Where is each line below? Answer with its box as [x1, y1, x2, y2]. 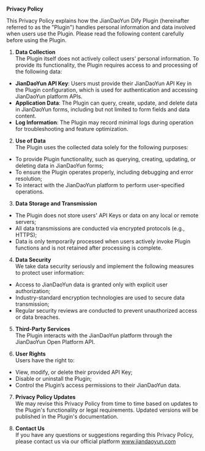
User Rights [15, 350, 46, 357]
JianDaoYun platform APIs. [15, 93, 83, 100]
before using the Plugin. [6, 37, 67, 43]
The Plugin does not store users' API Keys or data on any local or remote [15, 212, 199, 219]
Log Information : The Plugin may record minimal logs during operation [15, 119, 194, 126]
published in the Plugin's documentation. [15, 413, 119, 420]
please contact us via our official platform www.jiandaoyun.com [15, 438, 176, 445]
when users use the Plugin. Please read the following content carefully [6, 30, 184, 37]
